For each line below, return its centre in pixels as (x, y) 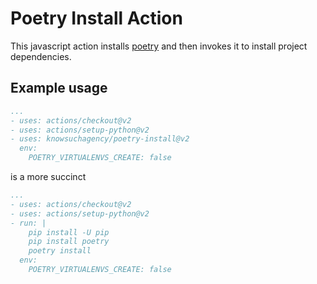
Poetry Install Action (96, 18)
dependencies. (41, 56)
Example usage (59, 88)
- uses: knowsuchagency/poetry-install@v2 (100, 139)
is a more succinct (48, 176)
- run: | (28, 223)
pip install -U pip (69, 232)
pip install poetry (69, 242)
